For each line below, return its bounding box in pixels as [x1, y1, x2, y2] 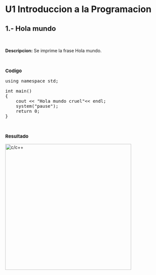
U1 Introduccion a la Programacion [5, 4, 152, 15]
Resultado [5, 133, 29, 140]
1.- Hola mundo [5, 24, 56, 33]
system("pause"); [16, 103, 59, 109]
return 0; [16, 108, 40, 114]
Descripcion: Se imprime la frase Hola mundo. [5, 48, 102, 54]
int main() [5, 88, 32, 94]
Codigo [5, 67, 22, 74]
